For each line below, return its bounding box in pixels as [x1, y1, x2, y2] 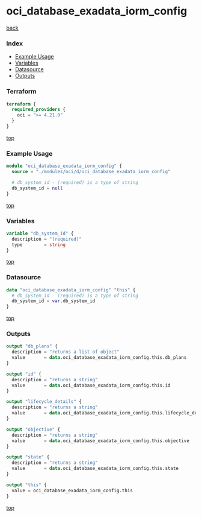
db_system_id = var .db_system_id [11, 298, 96, 304]
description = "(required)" [11, 236, 82, 242]
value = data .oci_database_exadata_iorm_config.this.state [11, 466, 179, 472]
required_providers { [11, 107, 66, 113]
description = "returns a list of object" [11, 349, 120, 355]
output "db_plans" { [6, 343, 58, 349]
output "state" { [6, 454, 50, 460]
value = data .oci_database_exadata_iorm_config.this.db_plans [11, 355, 187, 361]
